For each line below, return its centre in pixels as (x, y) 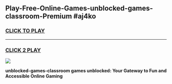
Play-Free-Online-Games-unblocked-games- (79, 8)
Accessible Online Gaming (34, 76)
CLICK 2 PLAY (23, 50)
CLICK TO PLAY (25, 31)
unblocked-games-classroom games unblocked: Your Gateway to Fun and (86, 70)
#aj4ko (85, 17)
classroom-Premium (39, 17)
